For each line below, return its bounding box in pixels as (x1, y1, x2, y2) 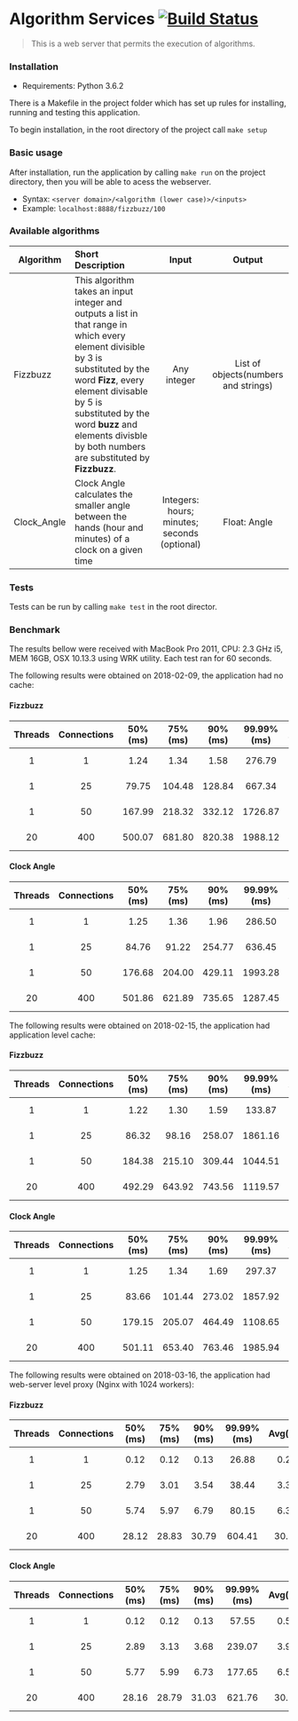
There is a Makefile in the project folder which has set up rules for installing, (9, 98, 286, 108)
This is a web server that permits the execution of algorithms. (30, 38, 255, 49)
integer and (74, 296, 122, 308)
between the (74, 510, 127, 523)
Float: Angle (223, 516, 273, 528)
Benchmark (9, 624, 60, 636)
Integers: (162, 493, 200, 506)
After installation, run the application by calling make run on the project (9, 167, 266, 178)
